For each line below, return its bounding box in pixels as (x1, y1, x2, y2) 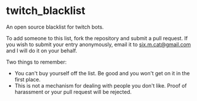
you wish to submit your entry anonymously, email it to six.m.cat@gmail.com (6, 41, 191, 48)
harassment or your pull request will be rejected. (14, 88, 132, 95)
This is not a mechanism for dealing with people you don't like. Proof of (14, 82, 187, 89)
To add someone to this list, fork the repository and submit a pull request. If (6, 34, 188, 41)
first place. (14, 76, 41, 83)
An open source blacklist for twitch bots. (6, 23, 104, 30)
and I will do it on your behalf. (6, 47, 77, 54)
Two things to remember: (6, 58, 67, 65)
